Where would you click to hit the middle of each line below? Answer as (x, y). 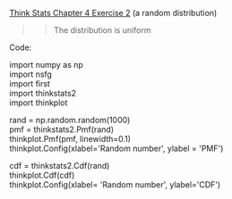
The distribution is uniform (102, 30)
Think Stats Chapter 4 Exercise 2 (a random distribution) (113, 13)
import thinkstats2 (43, 93)
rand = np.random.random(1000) (70, 120)
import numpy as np (46, 65)
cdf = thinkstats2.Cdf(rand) (60, 166)
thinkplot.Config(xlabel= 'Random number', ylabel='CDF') (115, 185)
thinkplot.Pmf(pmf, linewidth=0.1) (70, 139)
